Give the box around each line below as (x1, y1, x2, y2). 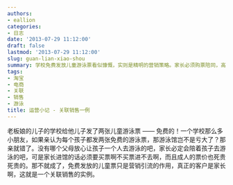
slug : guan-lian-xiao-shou (7, 55, 85, 62)
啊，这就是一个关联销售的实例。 (7, 170, 98, 178)
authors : (7, 10, 33, 17)
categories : (7, 23, 42, 30)
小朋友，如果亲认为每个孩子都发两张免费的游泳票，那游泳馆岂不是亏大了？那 (7, 135, 226, 143)
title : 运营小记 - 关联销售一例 (7, 107, 90, 114)
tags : (7, 68, 23, 75)
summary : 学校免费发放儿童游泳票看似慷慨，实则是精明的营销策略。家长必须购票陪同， (7, 62, 221, 69)
